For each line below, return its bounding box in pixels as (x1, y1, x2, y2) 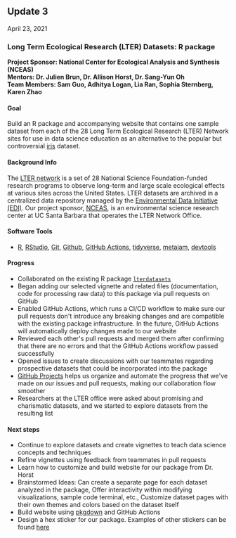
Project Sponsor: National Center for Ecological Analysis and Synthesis (7, 58, 220, 66)
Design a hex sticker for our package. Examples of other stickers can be (17, 515, 227, 524)
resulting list (17, 409, 53, 417)
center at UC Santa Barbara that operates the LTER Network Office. (7, 211, 202, 219)
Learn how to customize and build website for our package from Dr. (17, 463, 214, 472)
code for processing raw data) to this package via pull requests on (17, 289, 210, 297)
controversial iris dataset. (7, 142, 81, 150)
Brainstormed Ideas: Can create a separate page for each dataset (17, 478, 207, 487)
